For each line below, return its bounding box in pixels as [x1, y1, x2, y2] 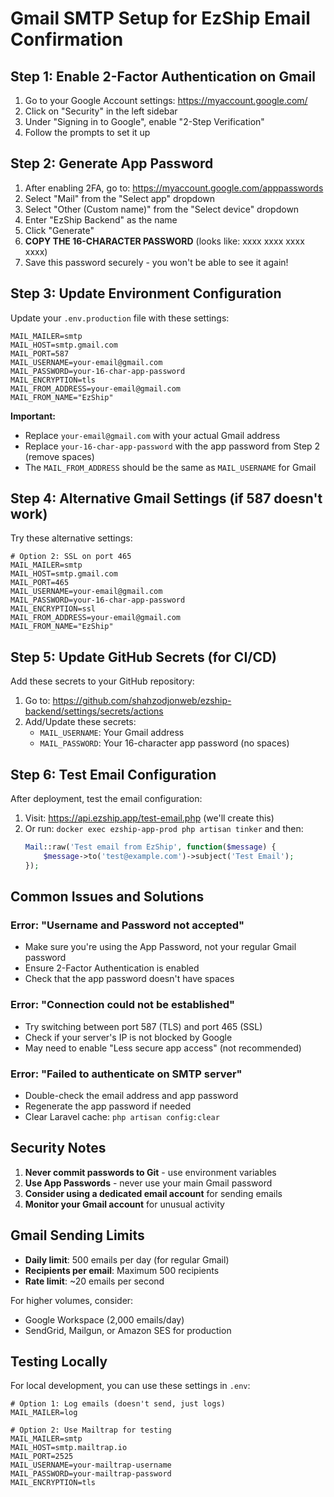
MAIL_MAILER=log [10, 1408, 78, 1418]
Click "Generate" [24, 224, 95, 236]
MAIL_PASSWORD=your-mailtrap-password [10, 1469, 172, 1479]
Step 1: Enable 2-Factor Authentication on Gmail [10, 68, 316, 85]
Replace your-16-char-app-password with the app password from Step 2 [24, 440, 321, 452]
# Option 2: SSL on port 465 [10, 552, 132, 562]
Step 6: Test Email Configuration [10, 766, 217, 783]
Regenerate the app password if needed [24, 1100, 192, 1112]
